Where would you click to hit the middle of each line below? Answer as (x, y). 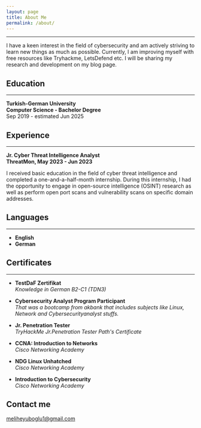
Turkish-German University (41, 104)
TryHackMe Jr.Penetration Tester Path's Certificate (78, 331)
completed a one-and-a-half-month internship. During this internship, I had (99, 180)
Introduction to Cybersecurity (53, 379)
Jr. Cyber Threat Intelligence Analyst (53, 155)
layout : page (22, 12)
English (25, 237)
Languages (28, 217)
